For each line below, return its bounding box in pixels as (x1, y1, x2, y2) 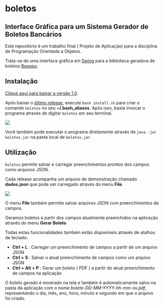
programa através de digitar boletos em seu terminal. (5, 110, 113, 116)
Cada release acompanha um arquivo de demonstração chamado (5, 176, 137, 182)
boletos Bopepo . (5, 63, 38, 69)
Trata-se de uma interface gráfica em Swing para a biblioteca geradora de (5, 58, 155, 64)
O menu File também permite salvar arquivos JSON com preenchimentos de (5, 200, 159, 206)
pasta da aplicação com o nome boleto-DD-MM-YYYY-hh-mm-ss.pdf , (5, 285, 147, 291)
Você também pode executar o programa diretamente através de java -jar (5, 128, 157, 135)
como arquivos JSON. (5, 166, 49, 172)
